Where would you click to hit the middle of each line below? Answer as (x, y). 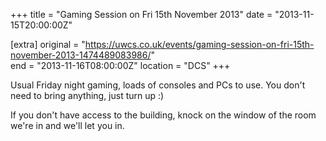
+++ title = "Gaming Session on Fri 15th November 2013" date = (141, 14)
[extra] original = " (48, 44)
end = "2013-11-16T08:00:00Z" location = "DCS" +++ (120, 65)
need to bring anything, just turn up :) (87, 95)
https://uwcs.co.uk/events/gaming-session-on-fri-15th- (199, 44)
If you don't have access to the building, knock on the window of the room (163, 115)
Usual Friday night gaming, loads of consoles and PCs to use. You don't (158, 85)
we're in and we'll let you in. (67, 125)
